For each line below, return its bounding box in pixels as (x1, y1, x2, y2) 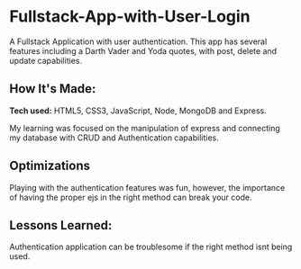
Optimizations (9, 158, 90, 174)
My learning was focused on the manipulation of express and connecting (9, 122, 281, 133)
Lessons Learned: (9, 218, 113, 233)
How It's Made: (9, 81, 96, 96)
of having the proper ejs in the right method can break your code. (9, 192, 252, 202)
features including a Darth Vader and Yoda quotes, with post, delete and (9, 45, 278, 56)
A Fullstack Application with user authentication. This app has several (9, 36, 268, 47)
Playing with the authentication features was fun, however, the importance (9, 182, 286, 193)
